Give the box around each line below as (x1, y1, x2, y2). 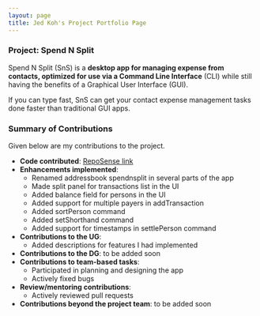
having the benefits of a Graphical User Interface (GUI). (8, 80, 189, 89)
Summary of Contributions (8, 123, 113, 134)
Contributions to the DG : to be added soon (19, 249, 160, 258)
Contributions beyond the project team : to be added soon (19, 299, 212, 309)
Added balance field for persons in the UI (31, 190, 166, 200)
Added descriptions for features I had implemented (31, 240, 198, 250)
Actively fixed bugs (31, 274, 95, 284)
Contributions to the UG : (19, 232, 102, 242)
